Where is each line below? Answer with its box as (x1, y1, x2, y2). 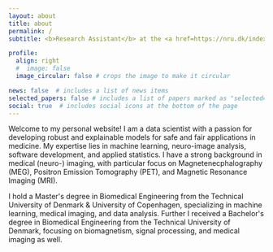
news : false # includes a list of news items (8, 86, 169, 94)
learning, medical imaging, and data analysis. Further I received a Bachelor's (8, 209, 264, 219)
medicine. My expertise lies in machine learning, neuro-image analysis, (8, 141, 246, 151)
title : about (8, 20, 53, 28)
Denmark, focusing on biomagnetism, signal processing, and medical (8, 226, 240, 236)
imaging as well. (8, 235, 63, 245)
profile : (8, 50, 38, 58)
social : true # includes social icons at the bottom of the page (8, 102, 238, 110)
